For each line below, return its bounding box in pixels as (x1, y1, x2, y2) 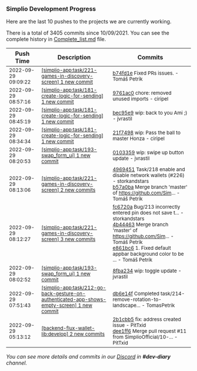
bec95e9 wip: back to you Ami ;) (112, 109, 188, 116)
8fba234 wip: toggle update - (112, 268, 182, 275)
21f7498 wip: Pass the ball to (112, 129, 181, 136)
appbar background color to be (112, 250, 184, 258)
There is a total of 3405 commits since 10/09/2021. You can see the (6, 29, 169, 36)
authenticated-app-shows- (41, 296, 107, 303)
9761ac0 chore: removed (112, 90, 172, 96)
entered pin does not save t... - (112, 209, 184, 216)
